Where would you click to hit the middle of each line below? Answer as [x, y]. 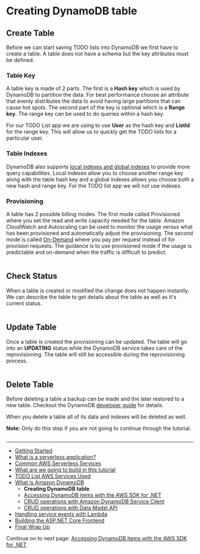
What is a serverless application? [55, 457]
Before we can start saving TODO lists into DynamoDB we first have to [92, 47]
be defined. [20, 60]
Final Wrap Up [32, 527]
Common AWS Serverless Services [58, 463]
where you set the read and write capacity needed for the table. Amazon [95, 220]
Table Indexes [27, 153]
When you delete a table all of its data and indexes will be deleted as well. [96, 417]
